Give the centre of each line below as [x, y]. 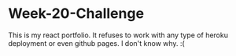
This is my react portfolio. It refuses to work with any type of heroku [118, 35]
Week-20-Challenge [76, 14]
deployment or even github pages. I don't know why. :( [96, 43]
